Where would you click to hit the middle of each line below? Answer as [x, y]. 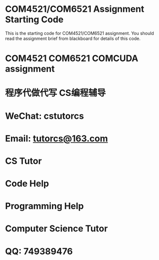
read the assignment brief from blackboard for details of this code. [73, 38]
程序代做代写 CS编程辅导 [56, 93]
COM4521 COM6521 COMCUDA [72, 58]
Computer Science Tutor [57, 229]
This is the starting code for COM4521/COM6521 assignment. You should [79, 33]
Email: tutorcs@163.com [57, 138]
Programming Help [44, 206]
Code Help [27, 184]
